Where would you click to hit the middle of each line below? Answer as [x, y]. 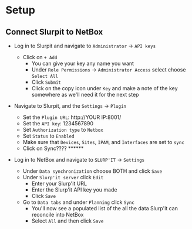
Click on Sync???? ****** [53, 148]
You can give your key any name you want [83, 63]
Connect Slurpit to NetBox [54, 32]
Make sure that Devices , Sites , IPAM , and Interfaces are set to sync [103, 142]
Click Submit [46, 82]
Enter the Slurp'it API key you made [74, 190]
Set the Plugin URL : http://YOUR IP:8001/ [72, 117]
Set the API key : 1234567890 [58, 123]
